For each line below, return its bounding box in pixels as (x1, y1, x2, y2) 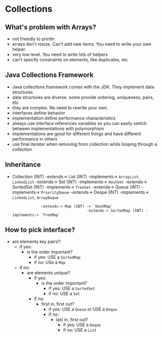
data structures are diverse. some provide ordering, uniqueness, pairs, (12, 94, 154, 100)
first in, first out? (41, 301, 75, 307)
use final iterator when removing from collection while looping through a (12, 141, 158, 147)
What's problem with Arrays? (5, 23, 97, 31)
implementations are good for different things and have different (12, 131, 142, 137)
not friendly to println (12, 36, 55, 42)
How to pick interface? (5, 226, 76, 234)
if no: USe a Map (34, 260, 66, 265)
